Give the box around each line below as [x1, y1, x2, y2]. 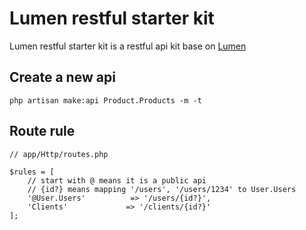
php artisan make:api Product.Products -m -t [9, 95, 202, 106]
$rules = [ [9, 167, 55, 177]
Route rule [9, 123, 76, 140]
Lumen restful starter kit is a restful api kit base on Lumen [9, 40, 247, 52]
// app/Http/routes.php [9, 149, 109, 159]
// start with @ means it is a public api [27, 175, 207, 186]
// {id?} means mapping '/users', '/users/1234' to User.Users [27, 184, 297, 194]
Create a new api [9, 69, 116, 86]
